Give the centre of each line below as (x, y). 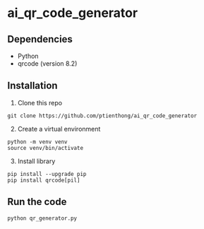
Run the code (37, 202)
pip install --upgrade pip (47, 174)
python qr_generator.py (42, 218)
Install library (36, 161)
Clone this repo (40, 102)
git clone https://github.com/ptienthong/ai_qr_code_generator (102, 116)
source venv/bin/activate (45, 148)
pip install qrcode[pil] (44, 180)
